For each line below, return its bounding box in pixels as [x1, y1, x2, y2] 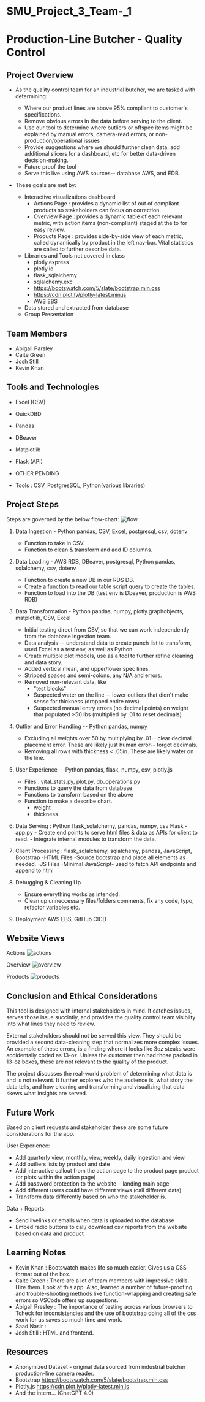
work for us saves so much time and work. [15, 1316, 122, 1323]
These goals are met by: [15, 182, 76, 189]
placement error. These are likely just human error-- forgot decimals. [24, 741, 198, 748]
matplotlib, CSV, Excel [15, 614, 71, 621]
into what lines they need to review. [6, 1020, 96, 1028]
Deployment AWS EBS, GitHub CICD [15, 915, 107, 922]
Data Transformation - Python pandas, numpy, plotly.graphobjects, [15, 607, 184, 615]
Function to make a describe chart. [24, 797, 113, 805]
